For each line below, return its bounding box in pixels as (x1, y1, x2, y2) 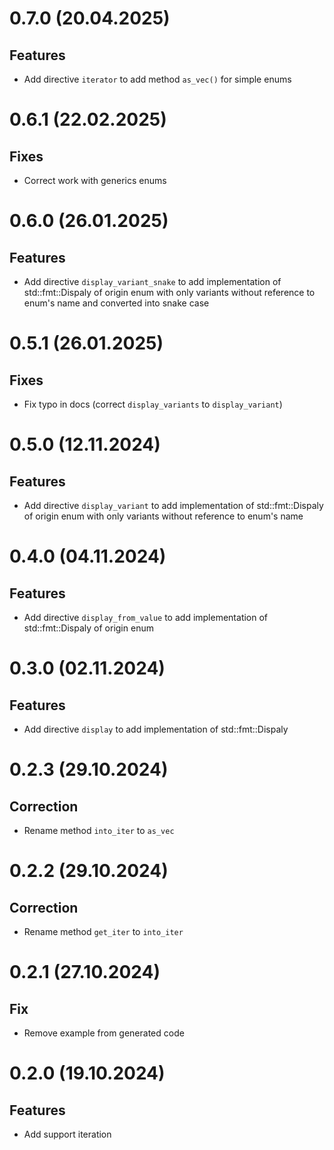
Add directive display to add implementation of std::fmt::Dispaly (23, 723, 289, 735)
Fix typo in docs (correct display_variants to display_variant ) (23, 398, 283, 410)
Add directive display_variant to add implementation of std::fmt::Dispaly (23, 500, 324, 511)
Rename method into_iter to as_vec (23, 825, 175, 836)
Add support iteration (23, 1128, 112, 1140)
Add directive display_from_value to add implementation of (23, 612, 269, 623)
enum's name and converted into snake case (23, 297, 210, 309)
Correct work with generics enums (23, 175, 167, 186)
